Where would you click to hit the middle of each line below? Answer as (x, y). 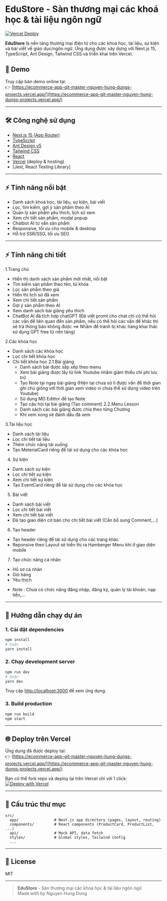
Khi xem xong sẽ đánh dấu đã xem (55, 415)
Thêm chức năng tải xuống (40, 445)
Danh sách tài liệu (31, 434)
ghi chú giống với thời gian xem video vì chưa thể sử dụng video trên (90, 388)
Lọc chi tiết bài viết (32, 510)
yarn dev (14, 681)
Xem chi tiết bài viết (33, 515)
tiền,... (19, 595)
